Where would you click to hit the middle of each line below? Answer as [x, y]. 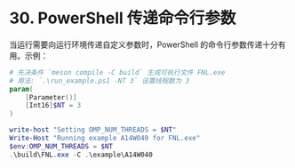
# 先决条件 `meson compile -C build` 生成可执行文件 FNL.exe [117, 72]
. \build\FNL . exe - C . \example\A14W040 [81, 155]
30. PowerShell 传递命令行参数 [123, 18]
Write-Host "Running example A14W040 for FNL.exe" [105, 139]
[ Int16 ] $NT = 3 [53, 106]
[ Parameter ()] [51, 97]
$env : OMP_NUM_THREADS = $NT [61, 146]
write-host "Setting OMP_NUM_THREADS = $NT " [93, 130]
